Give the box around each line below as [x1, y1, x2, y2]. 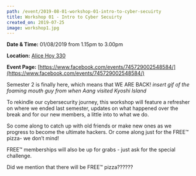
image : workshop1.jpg [6, 25, 60, 31]
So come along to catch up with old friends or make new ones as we [6, 122, 172, 129]
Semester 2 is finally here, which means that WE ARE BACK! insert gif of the [6, 81, 190, 88]
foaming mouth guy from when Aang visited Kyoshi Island [6, 87, 147, 94]
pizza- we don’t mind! [6, 135, 59, 142]
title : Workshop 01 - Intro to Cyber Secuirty [6, 14, 122, 20]
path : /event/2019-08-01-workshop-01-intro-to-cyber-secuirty [6, 8, 161, 15]
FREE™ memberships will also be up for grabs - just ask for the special [6, 146, 176, 153]
